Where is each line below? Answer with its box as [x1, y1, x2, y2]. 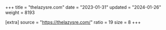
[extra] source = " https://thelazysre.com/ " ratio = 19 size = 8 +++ [5, 19, 141, 25]
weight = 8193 [5, 9, 35, 15]
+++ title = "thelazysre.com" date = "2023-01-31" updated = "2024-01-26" [5, 4, 161, 10]
